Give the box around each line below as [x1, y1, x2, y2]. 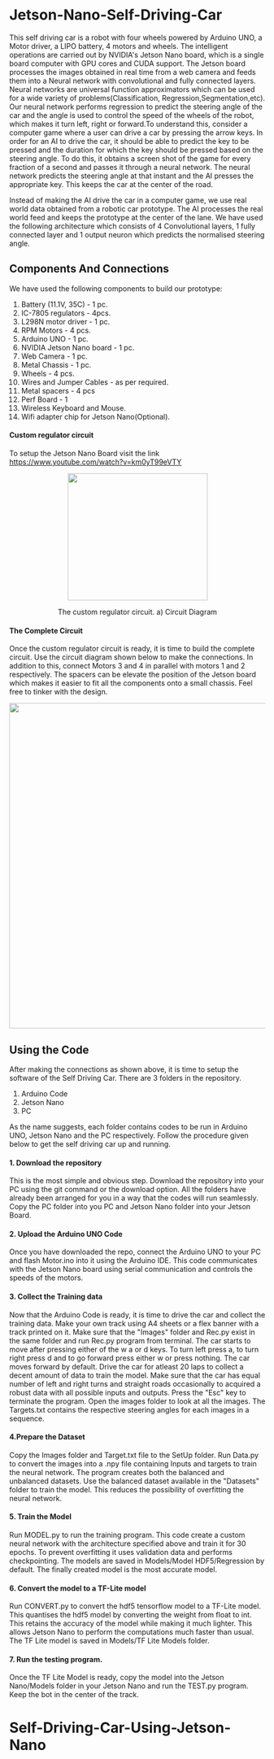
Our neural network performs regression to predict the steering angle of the [9, 102, 263, 111]
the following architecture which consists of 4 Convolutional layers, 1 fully [9, 221, 255, 231]
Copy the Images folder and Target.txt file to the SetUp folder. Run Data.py [9, 1450, 259, 1460]
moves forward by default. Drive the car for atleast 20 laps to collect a [9, 1361, 244, 1371]
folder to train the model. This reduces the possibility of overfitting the [9, 1484, 245, 1494]
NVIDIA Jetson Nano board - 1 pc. [20, 342, 135, 352]
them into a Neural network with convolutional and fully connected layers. [9, 76, 256, 85]
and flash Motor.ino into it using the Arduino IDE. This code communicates [9, 1256, 258, 1265]
